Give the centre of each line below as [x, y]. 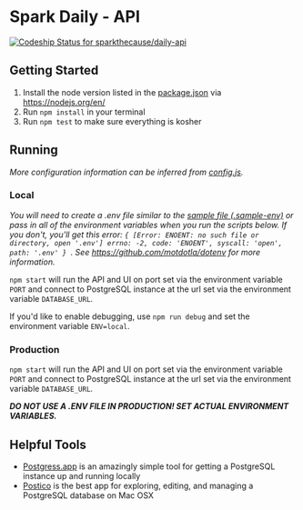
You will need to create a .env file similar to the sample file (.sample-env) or [151, 215]
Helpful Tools [48, 444]
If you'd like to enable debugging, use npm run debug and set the [130, 316]
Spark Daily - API [75, 17]
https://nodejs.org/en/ [64, 102]
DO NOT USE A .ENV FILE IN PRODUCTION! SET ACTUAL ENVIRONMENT [149, 406]
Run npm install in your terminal [84, 112]
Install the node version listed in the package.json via [122, 92]
